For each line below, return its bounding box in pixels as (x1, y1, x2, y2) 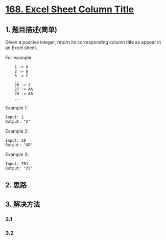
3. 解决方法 (5, 200, 40, 208)
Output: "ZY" (5, 166, 33, 171)
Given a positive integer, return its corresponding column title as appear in (5, 39, 161, 45)
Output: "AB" (5, 142, 33, 147)
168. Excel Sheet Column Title (5, 4, 134, 15)
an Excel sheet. (5, 45, 37, 51)
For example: (5, 55, 33, 60)
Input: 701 (5, 161, 29, 166)
